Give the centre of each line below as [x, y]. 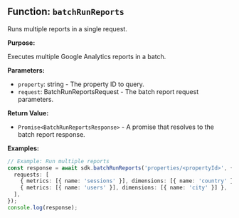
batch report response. [51, 134]
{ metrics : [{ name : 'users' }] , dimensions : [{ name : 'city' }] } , [124, 188]
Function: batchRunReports [66, 12]
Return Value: [28, 113]
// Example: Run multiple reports [59, 161]
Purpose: [21, 43]
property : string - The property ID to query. [81, 84]
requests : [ [32, 175]
